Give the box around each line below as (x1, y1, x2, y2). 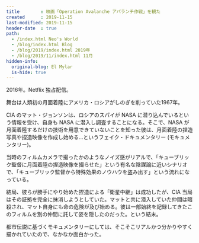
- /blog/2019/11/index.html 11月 (11, 53, 93, 59)
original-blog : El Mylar (11, 63, 73, 70)
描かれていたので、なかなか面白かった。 (6, 231, 105, 238)
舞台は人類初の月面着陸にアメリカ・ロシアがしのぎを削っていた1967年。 (6, 99, 184, 106)
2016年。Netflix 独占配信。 (6, 87, 72, 94)
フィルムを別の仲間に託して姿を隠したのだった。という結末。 (11, 211, 162, 218)
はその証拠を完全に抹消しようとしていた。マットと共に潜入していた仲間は (6, 196, 188, 203)
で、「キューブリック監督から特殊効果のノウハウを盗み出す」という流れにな (6, 168, 190, 175)
